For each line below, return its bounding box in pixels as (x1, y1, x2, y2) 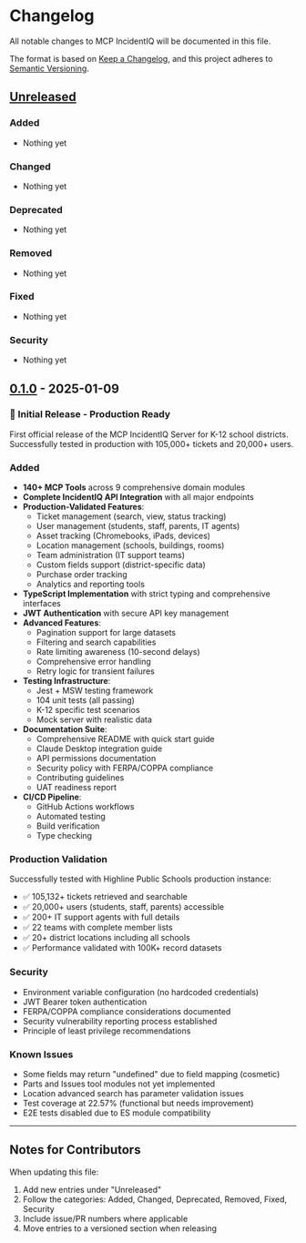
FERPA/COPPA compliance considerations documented (22, 1005, 231, 1016)
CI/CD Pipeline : (22, 791, 82, 802)
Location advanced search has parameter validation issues (22, 1087, 244, 1098)
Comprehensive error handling (36, 657, 152, 667)
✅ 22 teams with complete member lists (22, 922, 173, 933)
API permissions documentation (36, 753, 157, 764)
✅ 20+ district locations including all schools (22, 932, 191, 943)
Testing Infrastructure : (22, 676, 111, 687)
